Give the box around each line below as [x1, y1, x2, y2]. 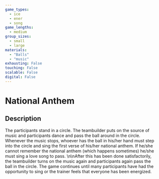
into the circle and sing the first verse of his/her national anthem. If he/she [5, 143, 153, 149]
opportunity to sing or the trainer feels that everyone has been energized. [5, 168, 152, 174]
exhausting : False [5, 61, 42, 66]
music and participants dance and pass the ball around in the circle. [5, 133, 141, 138]
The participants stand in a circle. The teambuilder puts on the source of [5, 127, 150, 133]
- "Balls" [9, 52, 29, 57]
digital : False [5, 75, 36, 79]
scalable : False [5, 70, 38, 75]
